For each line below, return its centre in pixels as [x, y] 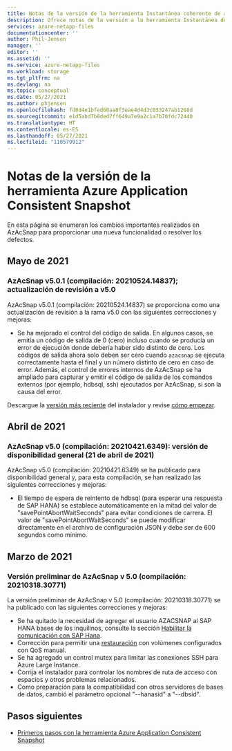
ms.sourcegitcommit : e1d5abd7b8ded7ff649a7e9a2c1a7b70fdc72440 [100, 116]
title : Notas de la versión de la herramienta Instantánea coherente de [114, 13]
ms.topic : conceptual [38, 91]
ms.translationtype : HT [41, 123]
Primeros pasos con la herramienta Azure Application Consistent [109, 732]
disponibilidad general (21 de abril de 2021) [81, 455]
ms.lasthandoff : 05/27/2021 [48, 136]
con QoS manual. [42, 650]
